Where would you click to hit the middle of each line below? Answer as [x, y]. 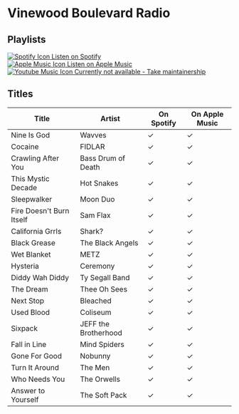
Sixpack [24, 328]
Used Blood [31, 312]
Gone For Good [37, 356]
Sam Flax [95, 215]
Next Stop [28, 301]
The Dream [30, 289]
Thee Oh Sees [104, 289]
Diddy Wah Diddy [40, 277]
